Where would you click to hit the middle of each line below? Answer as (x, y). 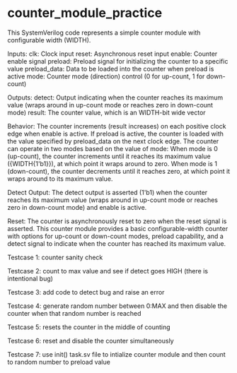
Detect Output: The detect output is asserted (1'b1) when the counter (108, 192)
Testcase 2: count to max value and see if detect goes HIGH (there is (108, 271)
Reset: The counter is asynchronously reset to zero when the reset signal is (117, 221)
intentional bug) (30, 278)
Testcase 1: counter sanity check (55, 257)
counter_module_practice (85, 13)
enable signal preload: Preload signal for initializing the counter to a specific (118, 61)
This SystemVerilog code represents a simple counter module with (104, 32)
